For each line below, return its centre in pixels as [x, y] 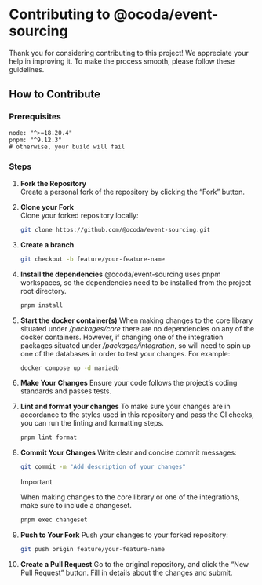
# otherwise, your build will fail [67, 147]
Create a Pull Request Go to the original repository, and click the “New [135, 564]
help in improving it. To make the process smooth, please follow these [122, 61]
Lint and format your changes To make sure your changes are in [125, 407]
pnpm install [42, 305]
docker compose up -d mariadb [70, 368]
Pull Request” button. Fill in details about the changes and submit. [126, 572]
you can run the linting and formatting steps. [92, 423]
